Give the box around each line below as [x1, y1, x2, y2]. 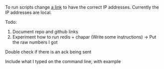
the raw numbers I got [12, 39, 58, 45]
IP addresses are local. [5, 9, 52, 15]
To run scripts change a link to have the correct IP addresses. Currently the [5, 4, 159, 10]
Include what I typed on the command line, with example [5, 59, 121, 64]
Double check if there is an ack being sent [5, 49, 92, 55]
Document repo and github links [12, 29, 79, 34]
